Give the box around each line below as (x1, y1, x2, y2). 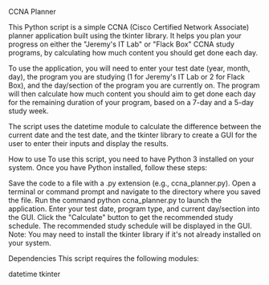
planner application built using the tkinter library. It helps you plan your (8, 31, 243, 40)
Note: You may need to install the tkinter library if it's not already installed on (8, 230, 261, 239)
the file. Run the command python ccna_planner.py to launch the (8, 196, 222, 205)
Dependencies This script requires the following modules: (8, 254, 199, 263)
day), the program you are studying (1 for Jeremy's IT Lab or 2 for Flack (8, 72, 245, 81)
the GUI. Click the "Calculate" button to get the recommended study (8, 213, 234, 222)
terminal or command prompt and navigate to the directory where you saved (8, 187, 261, 196)
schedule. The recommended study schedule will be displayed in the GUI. (8, 221, 252, 230)
